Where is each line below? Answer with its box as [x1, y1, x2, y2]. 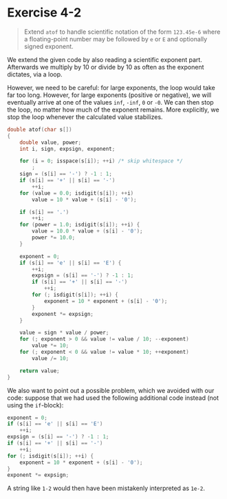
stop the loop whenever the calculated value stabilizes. [7, 112, 163, 121]
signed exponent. [23, 42, 74, 50]
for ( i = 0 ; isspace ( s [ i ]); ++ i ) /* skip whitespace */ [19, 158, 184, 164]
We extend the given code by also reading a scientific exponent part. [7, 55, 203, 63]
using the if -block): [7, 401, 64, 409]
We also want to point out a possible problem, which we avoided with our [7, 386, 215, 394]
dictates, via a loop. [7, 70, 63, 78]
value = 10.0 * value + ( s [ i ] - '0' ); [32, 228, 143, 235]
